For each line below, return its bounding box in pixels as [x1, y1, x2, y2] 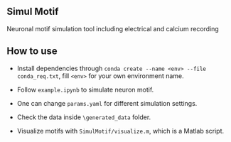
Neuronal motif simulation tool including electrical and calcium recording [6, 24, 220, 33]
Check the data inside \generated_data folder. [16, 113, 151, 121]
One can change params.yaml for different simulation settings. [16, 99, 198, 107]
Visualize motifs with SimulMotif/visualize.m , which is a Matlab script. [16, 126, 225, 135]
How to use [6, 45, 58, 58]
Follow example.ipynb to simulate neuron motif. [16, 85, 154, 94]
